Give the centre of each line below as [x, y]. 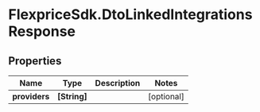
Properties [35, 61]
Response [42, 31]
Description [118, 83]
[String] [72, 97]
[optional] [166, 97]
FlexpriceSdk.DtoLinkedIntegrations [130, 15]
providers [31, 97]
